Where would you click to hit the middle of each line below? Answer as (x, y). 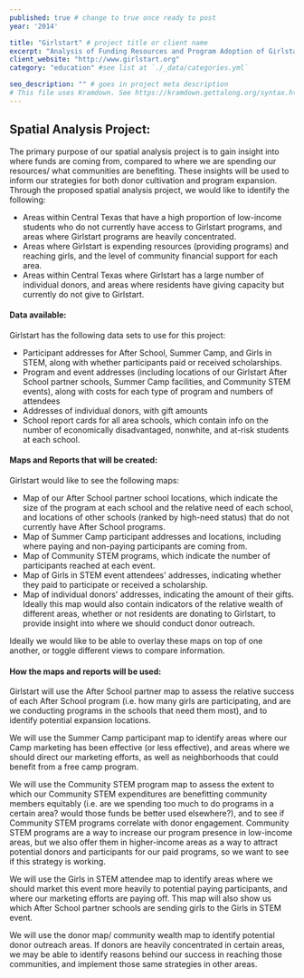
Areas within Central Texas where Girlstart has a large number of (143, 275)
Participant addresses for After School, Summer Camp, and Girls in (147, 352)
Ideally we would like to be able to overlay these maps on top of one (136, 641)
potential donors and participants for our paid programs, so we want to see (149, 852)
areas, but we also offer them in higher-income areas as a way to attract (144, 842)
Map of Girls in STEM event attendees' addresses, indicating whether (152, 575)
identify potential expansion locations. (80, 720)
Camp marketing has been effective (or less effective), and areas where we (150, 748)
